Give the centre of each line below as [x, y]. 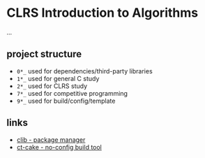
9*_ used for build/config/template [66, 101]
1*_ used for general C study [58, 78]
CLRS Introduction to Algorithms [102, 13]
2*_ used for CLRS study [52, 86]
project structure [44, 54]
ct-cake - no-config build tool [59, 147]
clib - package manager [51, 139]
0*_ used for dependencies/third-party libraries [84, 71]
